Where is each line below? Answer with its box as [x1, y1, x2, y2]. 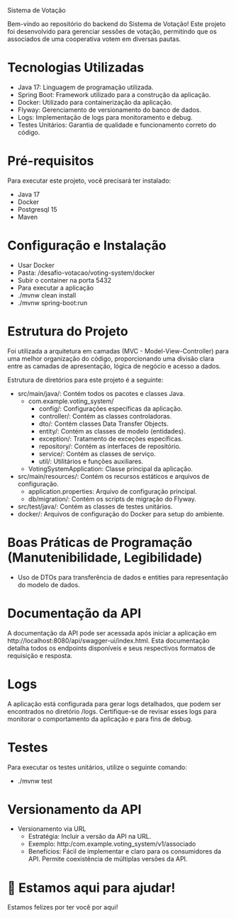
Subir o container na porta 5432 [17, 276, 112, 284]
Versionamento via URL [17, 824, 86, 833]
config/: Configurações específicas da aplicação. [38, 404, 183, 413]
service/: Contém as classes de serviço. [38, 449, 156, 458]
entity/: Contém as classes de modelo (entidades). [38, 426, 186, 435]
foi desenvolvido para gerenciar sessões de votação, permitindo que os [7, 28, 218, 35]
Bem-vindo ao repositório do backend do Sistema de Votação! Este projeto [7, 20, 226, 28]
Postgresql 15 [17, 205, 57, 213]
